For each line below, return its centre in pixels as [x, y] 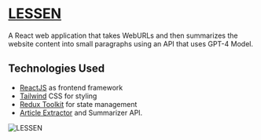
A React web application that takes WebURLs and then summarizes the [123, 35]
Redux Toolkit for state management [78, 104]
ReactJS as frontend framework [71, 87]
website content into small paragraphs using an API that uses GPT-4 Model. [131, 43]
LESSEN [35, 14]
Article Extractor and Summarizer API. [81, 112]
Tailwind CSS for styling [58, 96]
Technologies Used [56, 69]
